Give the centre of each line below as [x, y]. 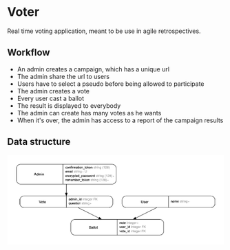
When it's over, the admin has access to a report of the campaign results [120, 120]
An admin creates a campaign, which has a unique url [93, 69]
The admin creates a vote [53, 91]
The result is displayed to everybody [69, 105]
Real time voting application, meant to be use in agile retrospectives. [104, 31]
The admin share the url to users [63, 76]
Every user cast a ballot [51, 98]
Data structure [39, 142]
